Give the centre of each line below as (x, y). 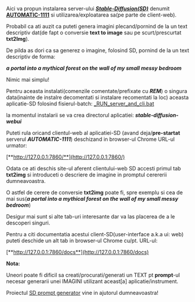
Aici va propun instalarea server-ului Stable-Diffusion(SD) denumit (88, 9)
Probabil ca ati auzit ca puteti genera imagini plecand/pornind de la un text (97, 26)
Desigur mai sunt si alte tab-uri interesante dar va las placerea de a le (91, 216)
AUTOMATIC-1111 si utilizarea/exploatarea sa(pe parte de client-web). (91, 15)
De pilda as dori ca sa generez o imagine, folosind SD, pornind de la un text (98, 50)
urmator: (17, 145)
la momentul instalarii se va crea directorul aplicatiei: (70, 115)
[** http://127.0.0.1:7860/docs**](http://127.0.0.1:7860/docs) (77, 252)
